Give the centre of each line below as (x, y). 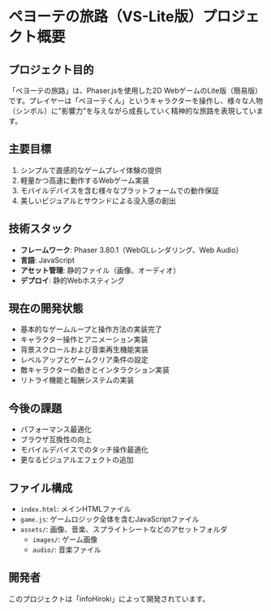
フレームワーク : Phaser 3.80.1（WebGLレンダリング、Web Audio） (131, 249)
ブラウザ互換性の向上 (56, 440)
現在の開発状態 (46, 308)
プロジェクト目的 (51, 69)
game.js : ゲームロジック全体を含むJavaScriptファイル (110, 519)
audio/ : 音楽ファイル (67, 550)
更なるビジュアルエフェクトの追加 (77, 460)
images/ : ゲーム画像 (65, 539)
